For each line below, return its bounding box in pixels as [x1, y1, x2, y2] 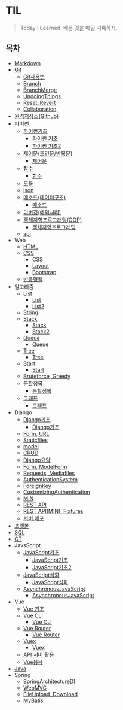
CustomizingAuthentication [23, 488, 90, 496]
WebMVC [23, 684, 47, 691]
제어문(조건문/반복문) [23, 150, 73, 157]
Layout [32, 262, 49, 269]
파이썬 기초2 [32, 142, 61, 150]
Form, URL [23, 430, 50, 437]
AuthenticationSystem [23, 475, 78, 483]
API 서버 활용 [23, 651, 54, 658]
